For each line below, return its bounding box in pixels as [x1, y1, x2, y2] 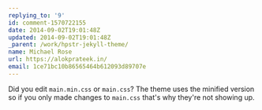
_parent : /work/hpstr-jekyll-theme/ [8, 41, 129, 49]
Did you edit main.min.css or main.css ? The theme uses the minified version [8, 84, 255, 93]
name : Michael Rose [8, 48, 73, 56]
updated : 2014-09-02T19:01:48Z [8, 33, 111, 42]
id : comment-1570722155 [8, 19, 87, 27]
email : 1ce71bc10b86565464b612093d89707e [8, 63, 147, 71]
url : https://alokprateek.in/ [8, 56, 108, 64]
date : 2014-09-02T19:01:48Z [8, 26, 101, 34]
